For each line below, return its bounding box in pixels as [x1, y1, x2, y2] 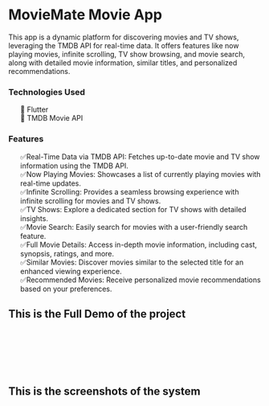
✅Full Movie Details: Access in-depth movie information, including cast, [19, 240, 258, 249]
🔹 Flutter [19, 105, 49, 114]
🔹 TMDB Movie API [19, 113, 84, 123]
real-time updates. [19, 178, 82, 188]
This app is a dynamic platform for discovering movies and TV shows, [8, 32, 239, 42]
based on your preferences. [19, 284, 112, 293]
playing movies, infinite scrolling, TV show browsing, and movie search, [8, 49, 246, 59]
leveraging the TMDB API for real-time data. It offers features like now [8, 40, 239, 50]
